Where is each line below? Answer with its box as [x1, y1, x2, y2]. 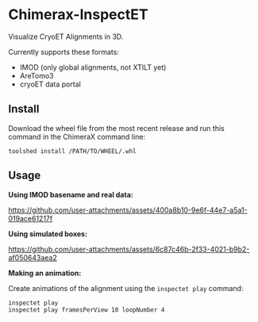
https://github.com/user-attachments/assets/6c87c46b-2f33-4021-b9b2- [8, 244, 250, 254]
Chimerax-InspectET [8, 6, 148, 24]
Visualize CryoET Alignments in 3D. [8, 32, 124, 41]
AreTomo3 [19, 71, 54, 80]
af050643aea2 [8, 252, 57, 263]
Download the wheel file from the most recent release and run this [8, 123, 225, 132]
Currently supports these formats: [8, 47, 119, 56]
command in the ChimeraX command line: [8, 132, 145, 141]
